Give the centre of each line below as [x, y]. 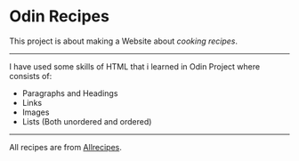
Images [36, 112]
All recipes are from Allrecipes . [66, 147]
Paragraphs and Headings [70, 93]
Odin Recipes [59, 16]
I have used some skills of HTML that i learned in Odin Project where [135, 66]
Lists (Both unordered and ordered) [87, 121]
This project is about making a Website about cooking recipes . [124, 41]
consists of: [31, 76]
